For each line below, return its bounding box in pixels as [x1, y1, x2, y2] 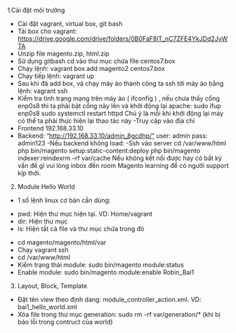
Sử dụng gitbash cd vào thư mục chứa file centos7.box [17, 57, 176, 65]
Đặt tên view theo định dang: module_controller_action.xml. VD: [17, 295, 202, 303]
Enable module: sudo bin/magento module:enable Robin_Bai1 [17, 268, 195, 276]
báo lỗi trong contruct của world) [17, 318, 114, 326]
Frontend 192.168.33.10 [17, 124, 84, 132]
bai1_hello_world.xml [17, 303, 77, 311]
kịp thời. [17, 169, 41, 177]
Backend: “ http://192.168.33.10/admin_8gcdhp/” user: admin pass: [17, 131, 208, 140]
